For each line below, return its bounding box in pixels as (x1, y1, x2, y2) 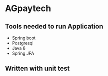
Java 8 (12, 46, 26, 51)
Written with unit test (5, 64, 70, 73)
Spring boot (12, 35, 36, 41)
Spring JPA (12, 50, 35, 56)
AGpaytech (5, 3, 52, 14)
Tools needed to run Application (5, 22, 104, 30)
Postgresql (12, 40, 34, 46)
